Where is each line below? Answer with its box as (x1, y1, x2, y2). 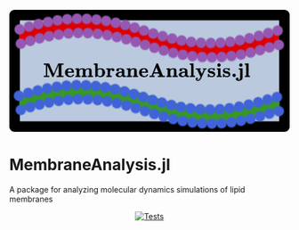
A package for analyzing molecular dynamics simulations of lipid (9, 185, 246, 195)
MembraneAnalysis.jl (9, 155, 171, 175)
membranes (9, 193, 53, 205)
